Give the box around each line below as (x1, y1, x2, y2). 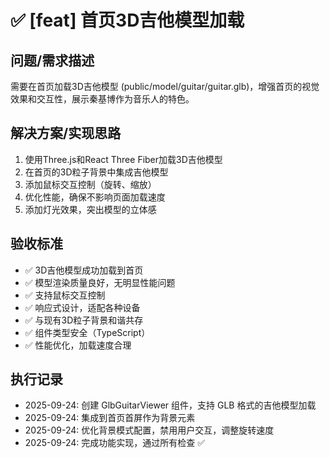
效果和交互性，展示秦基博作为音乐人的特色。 (10, 93, 195, 105)
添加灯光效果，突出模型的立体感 (24, 203, 157, 215)
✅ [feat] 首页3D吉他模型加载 (10, 9, 245, 32)
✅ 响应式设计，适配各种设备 (24, 301, 141, 313)
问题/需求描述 (10, 52, 95, 69)
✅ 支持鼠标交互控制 (24, 289, 106, 301)
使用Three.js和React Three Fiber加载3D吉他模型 (24, 153, 223, 165)
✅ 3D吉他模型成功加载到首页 (24, 264, 144, 276)
